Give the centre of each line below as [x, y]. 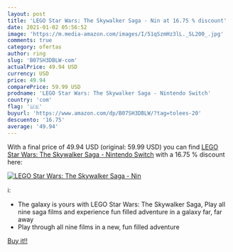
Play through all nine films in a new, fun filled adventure [98, 227]
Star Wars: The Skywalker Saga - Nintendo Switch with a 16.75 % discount [116, 154]
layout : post [27, 14]
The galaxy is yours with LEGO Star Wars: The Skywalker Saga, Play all [121, 204]
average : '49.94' [33, 126]
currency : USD [28, 73]
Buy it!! [18, 241]
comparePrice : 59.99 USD [44, 87]
